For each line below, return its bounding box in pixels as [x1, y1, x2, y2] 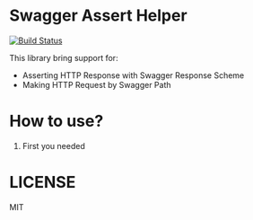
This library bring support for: [9, 52, 118, 63]
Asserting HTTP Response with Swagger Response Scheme [22, 69, 245, 81]
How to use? [9, 111, 104, 131]
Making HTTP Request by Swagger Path [22, 79, 172, 90]
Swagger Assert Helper [9, 5, 188, 26]
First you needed [22, 140, 85, 151]
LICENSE [9, 172, 76, 193]
